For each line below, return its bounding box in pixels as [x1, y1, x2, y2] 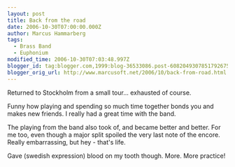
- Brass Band [13, 43, 52, 50]
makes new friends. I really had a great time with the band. [7, 109, 176, 118]
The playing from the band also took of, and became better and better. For [7, 123, 221, 131]
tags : [7, 36, 23, 44]
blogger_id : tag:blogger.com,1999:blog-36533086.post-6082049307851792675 [7, 62, 230, 69]
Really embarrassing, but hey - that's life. [7, 138, 126, 146]
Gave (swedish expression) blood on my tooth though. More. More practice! [7, 152, 226, 160]
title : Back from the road [7, 17, 86, 24]
